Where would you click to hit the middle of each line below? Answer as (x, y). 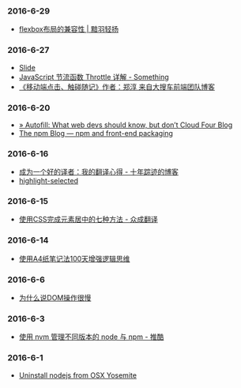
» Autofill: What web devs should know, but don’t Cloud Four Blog (126, 125)
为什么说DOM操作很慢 (55, 298)
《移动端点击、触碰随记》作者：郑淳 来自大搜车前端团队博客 (117, 87)
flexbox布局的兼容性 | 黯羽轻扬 (69, 29)
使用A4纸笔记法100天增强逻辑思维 (74, 258)
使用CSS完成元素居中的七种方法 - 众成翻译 (88, 220)
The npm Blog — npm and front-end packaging (96, 133)
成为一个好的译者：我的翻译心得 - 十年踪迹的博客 (99, 172)
